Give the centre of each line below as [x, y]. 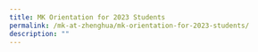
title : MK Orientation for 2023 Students [87, 17]
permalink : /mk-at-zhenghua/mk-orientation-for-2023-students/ [129, 26]
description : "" [39, 33]
